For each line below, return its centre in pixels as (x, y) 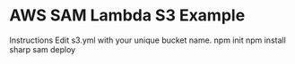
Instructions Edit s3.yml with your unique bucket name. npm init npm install (148, 40)
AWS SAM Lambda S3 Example (127, 16)
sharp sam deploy (43, 49)
